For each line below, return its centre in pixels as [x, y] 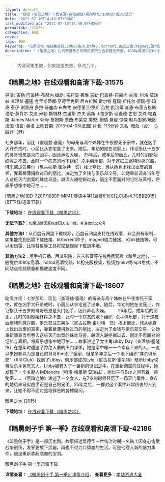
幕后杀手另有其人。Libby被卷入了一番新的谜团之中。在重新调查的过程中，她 [82, 366]
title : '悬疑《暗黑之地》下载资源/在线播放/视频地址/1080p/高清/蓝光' [70, 14]
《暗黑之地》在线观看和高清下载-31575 [64, 82]
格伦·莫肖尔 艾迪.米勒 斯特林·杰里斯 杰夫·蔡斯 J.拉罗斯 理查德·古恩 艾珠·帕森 [81, 114]
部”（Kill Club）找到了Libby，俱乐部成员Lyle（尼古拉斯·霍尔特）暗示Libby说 [82, 360]
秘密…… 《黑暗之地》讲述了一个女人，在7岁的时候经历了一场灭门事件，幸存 [82, 378]
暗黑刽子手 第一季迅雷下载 [31, 464]
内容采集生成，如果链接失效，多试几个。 [58, 65]
